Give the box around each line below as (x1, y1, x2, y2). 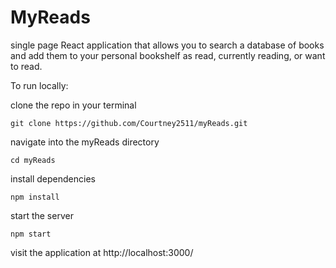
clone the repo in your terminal (10, 99, 137, 111)
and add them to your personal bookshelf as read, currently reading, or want (10, 49, 326, 61)
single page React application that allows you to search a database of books (10, 39, 325, 51)
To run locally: (10, 79, 69, 91)
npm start (10, 229, 52, 239)
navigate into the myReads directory (10, 136, 160, 148)
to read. (10, 60, 43, 72)
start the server (10, 209, 74, 221)
